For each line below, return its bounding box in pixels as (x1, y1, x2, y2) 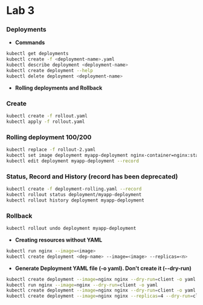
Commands (14, 39, 45, 46)
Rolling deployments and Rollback (14, 84, 103, 91)
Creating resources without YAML (14, 236, 103, 243)
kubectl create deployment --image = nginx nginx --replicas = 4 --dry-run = (6, 293, 193, 300)
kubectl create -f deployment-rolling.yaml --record (6, 186, 142, 192)
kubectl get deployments (6, 51, 69, 57)
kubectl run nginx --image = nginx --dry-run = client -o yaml (6, 282, 158, 288)
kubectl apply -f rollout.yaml (6, 119, 85, 125)
